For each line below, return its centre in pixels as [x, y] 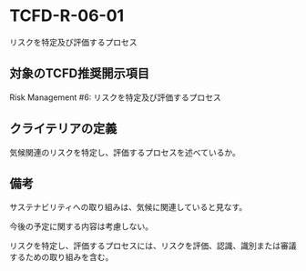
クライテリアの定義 [63, 129]
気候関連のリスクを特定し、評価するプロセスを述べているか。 [125, 152]
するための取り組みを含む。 [61, 257]
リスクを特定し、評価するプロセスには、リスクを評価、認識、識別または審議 [153, 246]
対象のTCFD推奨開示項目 [80, 74]
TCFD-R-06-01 [67, 16]
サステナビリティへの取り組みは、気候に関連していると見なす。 [128, 207]
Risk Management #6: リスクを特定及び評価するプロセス [115, 97]
